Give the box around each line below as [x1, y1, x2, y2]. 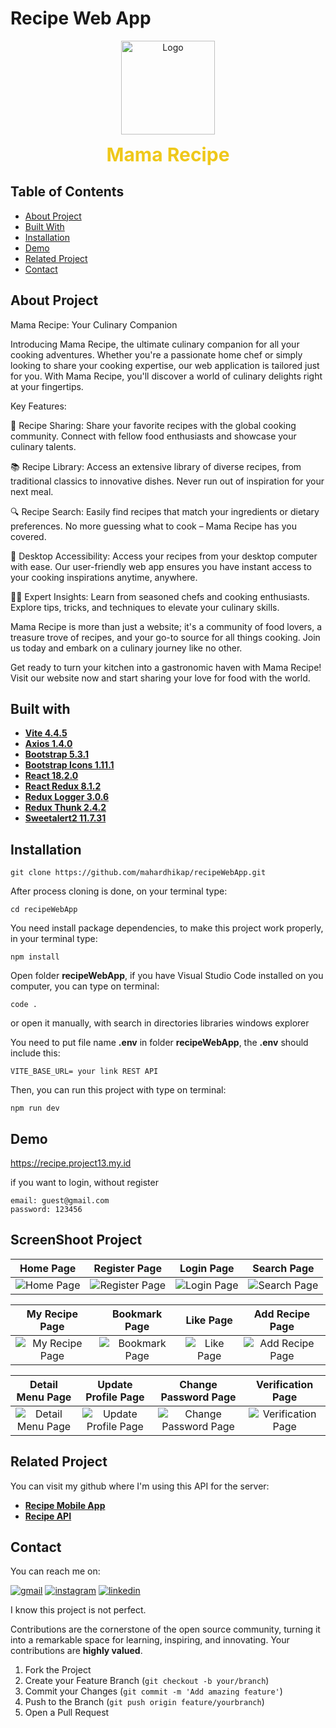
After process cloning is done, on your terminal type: [10, 885, 228, 897]
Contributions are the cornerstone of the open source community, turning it [10, 1623, 321, 1636]
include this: [10, 1047, 61, 1059]
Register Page [93, 1261, 162, 1275]
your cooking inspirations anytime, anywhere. [10, 571, 198, 583]
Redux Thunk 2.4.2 [24, 802, 107, 814]
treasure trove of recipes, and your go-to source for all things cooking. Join [10, 631, 321, 643]
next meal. [10, 485, 54, 497]
